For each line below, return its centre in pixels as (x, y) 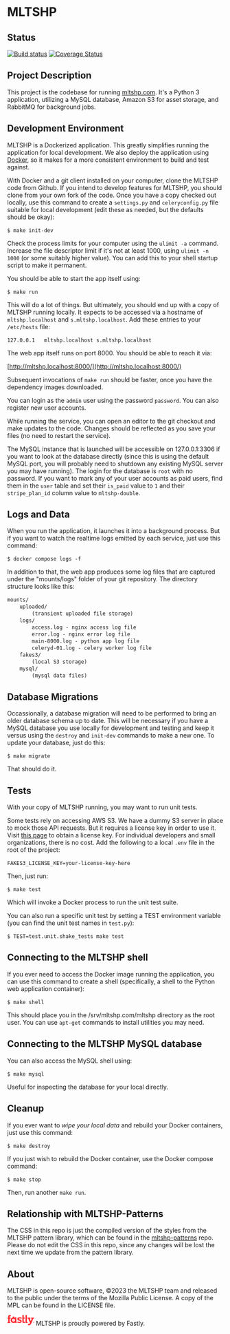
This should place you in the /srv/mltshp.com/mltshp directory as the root (111, 1015)
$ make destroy (29, 1146)
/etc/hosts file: (28, 326)
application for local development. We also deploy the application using (108, 152)
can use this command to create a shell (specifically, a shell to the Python (111, 981)
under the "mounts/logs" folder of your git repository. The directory (102, 579)
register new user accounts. (47, 408)
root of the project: (34, 850)
